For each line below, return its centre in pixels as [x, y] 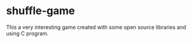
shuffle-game [41, 11]
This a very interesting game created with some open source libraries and [96, 27]
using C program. [28, 33]
